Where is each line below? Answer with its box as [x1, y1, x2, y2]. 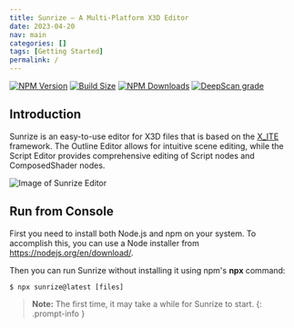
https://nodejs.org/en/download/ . [9, 247, 134, 258]
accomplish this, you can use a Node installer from [9, 237, 200, 248]
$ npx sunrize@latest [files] [9, 283, 125, 292]
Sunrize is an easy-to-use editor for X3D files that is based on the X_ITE [9, 131, 279, 142]
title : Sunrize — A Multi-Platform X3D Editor [9, 13, 189, 23]
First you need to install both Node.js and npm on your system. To [9, 228, 257, 239]
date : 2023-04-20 [9, 22, 76, 31]
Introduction [9, 106, 82, 123]
